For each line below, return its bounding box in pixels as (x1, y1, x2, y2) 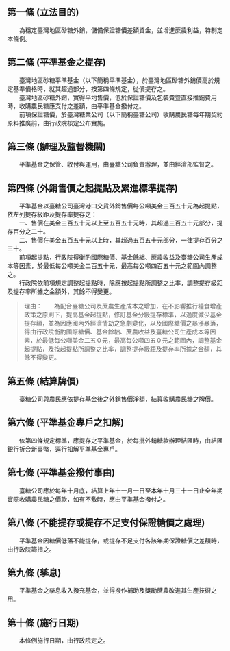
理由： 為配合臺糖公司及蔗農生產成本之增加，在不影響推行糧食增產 (23, 302, 222, 310)
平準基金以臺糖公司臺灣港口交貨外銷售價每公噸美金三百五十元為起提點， (18, 201, 223, 210)
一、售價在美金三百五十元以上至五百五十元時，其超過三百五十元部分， (18, 219, 217, 228)
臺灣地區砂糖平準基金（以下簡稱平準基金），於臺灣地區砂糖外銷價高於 (18, 76, 214, 84)
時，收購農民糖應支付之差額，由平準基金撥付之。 (7, 101, 145, 110)
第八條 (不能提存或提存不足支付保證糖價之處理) (7, 517, 205, 529)
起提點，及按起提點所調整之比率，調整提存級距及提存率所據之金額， (23, 345, 216, 353)
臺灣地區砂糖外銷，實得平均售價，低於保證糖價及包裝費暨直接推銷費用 (18, 93, 217, 101)
